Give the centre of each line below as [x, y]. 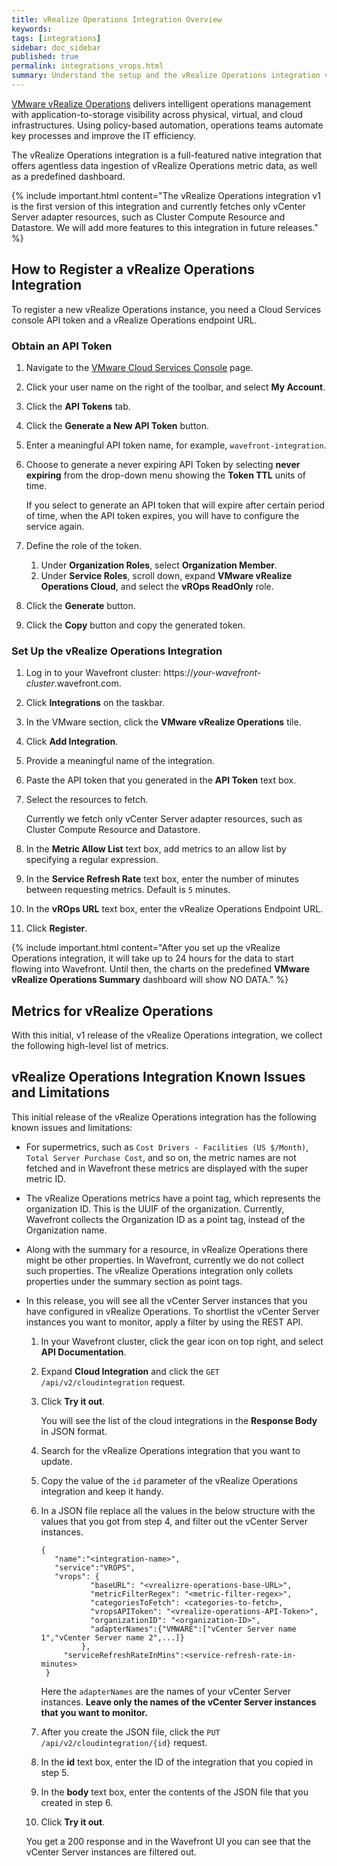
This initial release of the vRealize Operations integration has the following [164, 1117]
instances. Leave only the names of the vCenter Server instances [178, 1702]
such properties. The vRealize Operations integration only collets [159, 1270]
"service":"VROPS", [95, 1567]
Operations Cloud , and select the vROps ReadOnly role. [157, 586]
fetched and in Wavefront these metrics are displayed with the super [167, 1168]
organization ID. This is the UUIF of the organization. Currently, [155, 1208]
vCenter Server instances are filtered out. [111, 1852]
